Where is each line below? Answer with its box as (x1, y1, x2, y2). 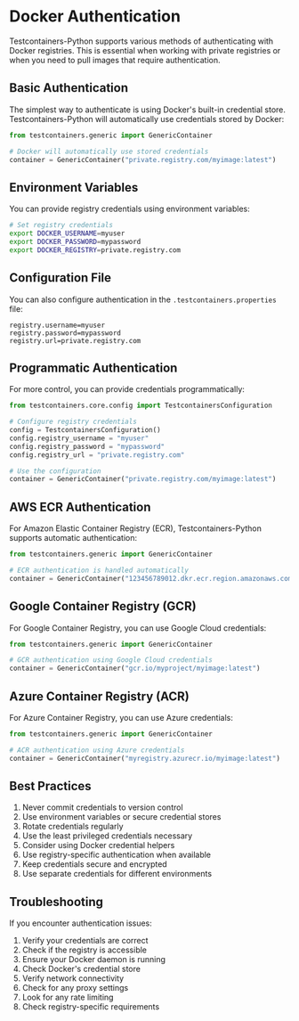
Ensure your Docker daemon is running (21, 954, 166, 965)
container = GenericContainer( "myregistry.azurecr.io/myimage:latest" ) (9, 754, 280, 763)
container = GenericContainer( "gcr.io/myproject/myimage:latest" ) (9, 664, 261, 674)
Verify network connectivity (21, 973, 125, 984)
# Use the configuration (9, 466, 101, 476)
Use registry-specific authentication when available (21, 849, 212, 861)
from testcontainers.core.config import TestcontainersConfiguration (9, 401, 273, 411)
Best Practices (9, 779, 92, 794)
